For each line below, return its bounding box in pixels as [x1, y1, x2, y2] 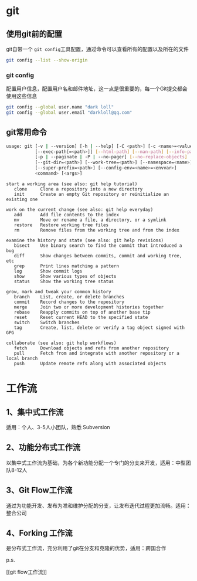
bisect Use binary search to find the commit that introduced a [13, 242, 182, 249]
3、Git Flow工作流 [6, 485, 73, 495]
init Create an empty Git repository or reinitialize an [13, 191, 169, 197]
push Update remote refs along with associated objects [13, 361, 167, 366]
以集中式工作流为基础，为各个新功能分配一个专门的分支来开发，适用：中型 [6, 459, 186, 466]
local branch [6, 355, 38, 361]
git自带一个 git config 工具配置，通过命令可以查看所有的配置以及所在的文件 [6, 46, 189, 52]
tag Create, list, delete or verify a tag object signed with [13, 324, 185, 331]
